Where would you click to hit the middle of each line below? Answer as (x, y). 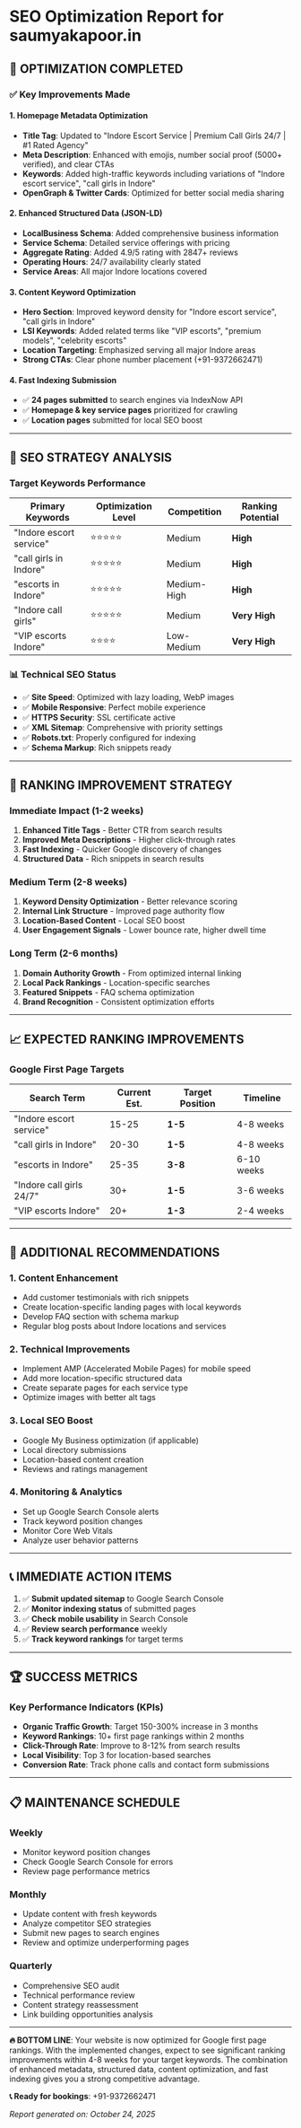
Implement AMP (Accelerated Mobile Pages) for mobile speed (136, 1369)
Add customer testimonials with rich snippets (106, 1297)
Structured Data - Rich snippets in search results (113, 858)
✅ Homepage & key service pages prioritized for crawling (130, 410)
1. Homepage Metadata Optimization (79, 116)
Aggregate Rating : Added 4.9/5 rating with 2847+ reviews (130, 252)
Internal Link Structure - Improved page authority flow (124, 911)
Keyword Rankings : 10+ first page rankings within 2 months (133, 1736)
